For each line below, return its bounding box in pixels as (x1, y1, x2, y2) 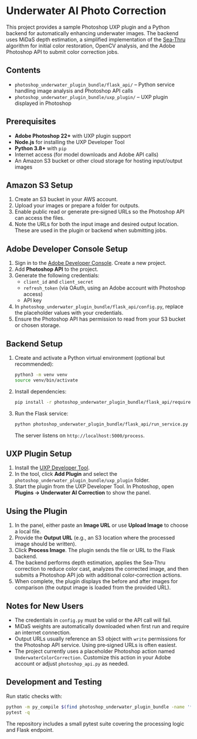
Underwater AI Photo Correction (6, 4, 167, 18)
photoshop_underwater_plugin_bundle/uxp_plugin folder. (14, 476, 150, 484)
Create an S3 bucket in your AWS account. (14, 196, 118, 203)
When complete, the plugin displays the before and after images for (14, 578, 178, 585)
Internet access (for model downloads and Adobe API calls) (14, 151, 159, 158)
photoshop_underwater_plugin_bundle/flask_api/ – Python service (14, 81, 175, 88)
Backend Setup (6, 339, 63, 349)
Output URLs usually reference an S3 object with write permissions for (14, 635, 186, 642)
